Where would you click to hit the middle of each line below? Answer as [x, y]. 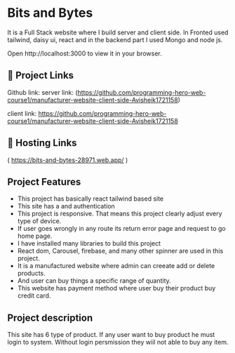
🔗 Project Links [41, 75]
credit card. [34, 295]
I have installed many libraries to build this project [89, 244]
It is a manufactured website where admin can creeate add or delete [116, 266]
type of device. [39, 221]
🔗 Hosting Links [42, 143]
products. [31, 273]
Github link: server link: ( [43, 92]
